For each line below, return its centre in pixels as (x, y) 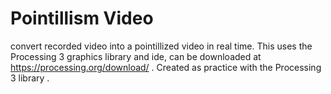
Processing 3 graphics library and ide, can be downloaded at (136, 56)
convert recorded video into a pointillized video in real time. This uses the (161, 46)
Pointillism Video (82, 18)
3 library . (30, 78)
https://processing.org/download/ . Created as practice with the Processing (166, 67)
